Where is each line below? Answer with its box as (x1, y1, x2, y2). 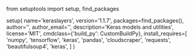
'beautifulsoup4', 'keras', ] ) (6, 43, 75, 50)
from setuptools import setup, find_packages (6, 5, 119, 12)
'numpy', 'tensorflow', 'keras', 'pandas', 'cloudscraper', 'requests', (6, 37, 171, 43)
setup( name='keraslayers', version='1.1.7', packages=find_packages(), (6, 17, 184, 24)
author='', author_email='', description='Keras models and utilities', (6, 24, 174, 30)
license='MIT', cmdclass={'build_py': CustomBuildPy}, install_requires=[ (6, 30, 188, 37)
